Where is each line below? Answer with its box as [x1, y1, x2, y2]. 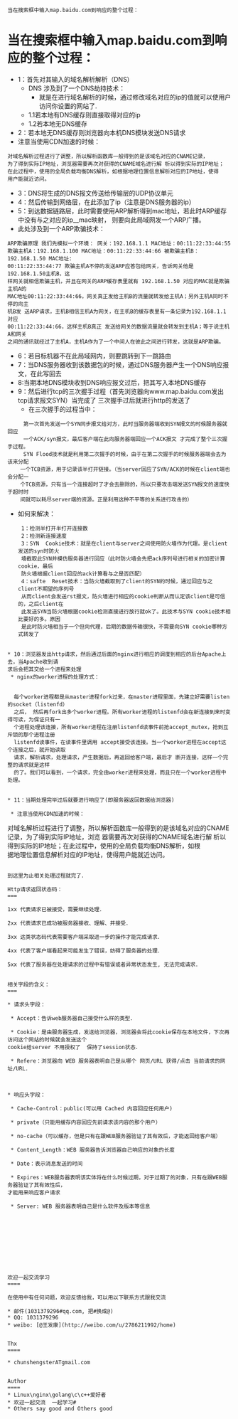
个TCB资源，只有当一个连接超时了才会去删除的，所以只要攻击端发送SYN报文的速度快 [20, 481, 229, 488]
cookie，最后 [17, 563, 53, 570]
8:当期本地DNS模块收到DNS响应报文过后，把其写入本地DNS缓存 [17, 378, 207, 386]
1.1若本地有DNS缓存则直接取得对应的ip [28, 110, 141, 119]
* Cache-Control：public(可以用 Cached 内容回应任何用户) [10, 1105, 173, 1112]
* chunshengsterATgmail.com [7, 1359, 91, 1366]
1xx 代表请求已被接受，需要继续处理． [7, 905, 102, 913]
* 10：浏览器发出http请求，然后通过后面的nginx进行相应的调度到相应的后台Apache [7, 650, 222, 658]
